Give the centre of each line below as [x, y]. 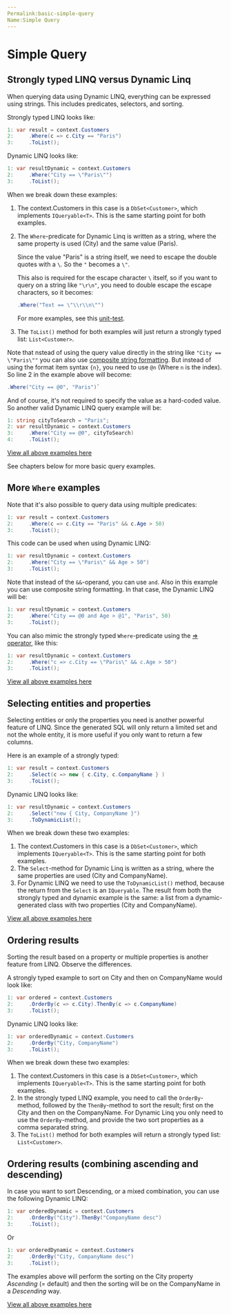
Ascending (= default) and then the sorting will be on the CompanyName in [114, 1283]
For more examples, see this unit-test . [71, 318]
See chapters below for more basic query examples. [81, 466]
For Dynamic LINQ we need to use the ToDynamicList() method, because [121, 883]
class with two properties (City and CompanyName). [123, 905]
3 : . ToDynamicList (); [44, 820]
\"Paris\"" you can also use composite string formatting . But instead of [109, 360]
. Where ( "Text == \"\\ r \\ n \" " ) [61, 305]
